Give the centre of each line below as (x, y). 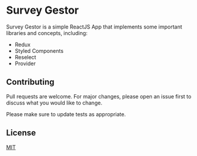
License (21, 133)
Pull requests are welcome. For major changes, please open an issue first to (99, 96)
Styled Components (39, 50)
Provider (25, 63)
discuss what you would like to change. (54, 103)
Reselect (26, 57)
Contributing (30, 82)
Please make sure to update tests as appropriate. (66, 114)
